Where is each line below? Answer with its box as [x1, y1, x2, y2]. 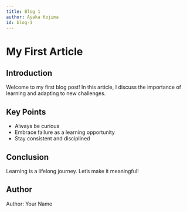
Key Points [6, 107, 46, 117]
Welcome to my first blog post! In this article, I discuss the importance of [6, 83, 182, 91]
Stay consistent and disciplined [14, 135, 90, 142]
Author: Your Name [6, 200, 53, 207]
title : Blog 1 [6, 8, 41, 15]
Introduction [6, 68, 53, 78]
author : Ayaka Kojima [6, 14, 59, 20]
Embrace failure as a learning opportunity [14, 129, 115, 136]
